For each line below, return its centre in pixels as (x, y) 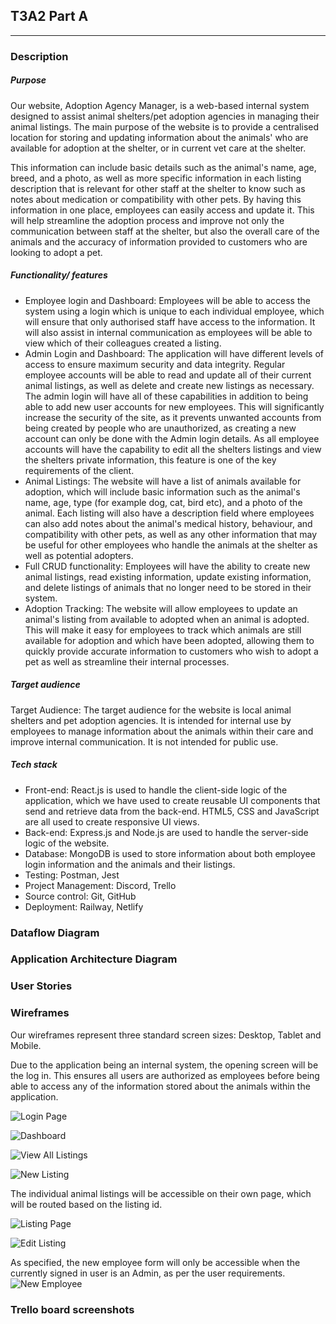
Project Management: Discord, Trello (100, 885)
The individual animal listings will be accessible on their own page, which (161, 1193)
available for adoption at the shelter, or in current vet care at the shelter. (158, 148)
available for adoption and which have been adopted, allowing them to (169, 640)
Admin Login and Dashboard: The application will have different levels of (174, 353)
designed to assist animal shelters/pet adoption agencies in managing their (165, 116)
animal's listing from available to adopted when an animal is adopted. (167, 619)
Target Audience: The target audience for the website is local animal (151, 710)
